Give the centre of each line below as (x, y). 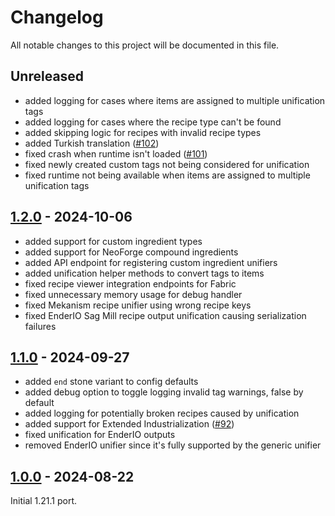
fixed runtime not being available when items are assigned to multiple (167, 175)
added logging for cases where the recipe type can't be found (153, 122)
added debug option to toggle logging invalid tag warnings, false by (164, 392)
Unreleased (47, 76)
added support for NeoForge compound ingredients (131, 252)
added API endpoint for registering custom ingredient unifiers (151, 262)
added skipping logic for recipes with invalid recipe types (143, 132)
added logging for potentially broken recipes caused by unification (162, 413)
